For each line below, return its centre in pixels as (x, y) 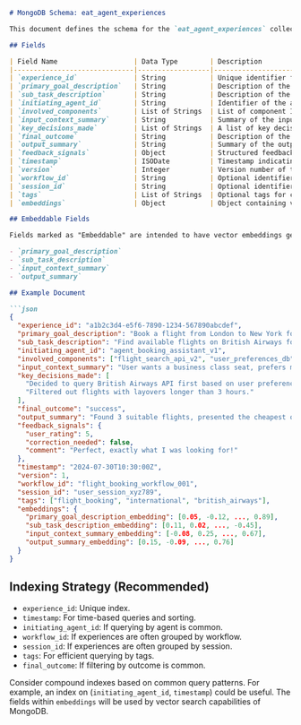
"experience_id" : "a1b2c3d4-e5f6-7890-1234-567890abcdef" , (130, 326)
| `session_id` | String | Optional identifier (152, 186)
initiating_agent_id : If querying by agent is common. (123, 627)
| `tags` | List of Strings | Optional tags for (148, 194)
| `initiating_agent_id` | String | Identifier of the (148, 103)
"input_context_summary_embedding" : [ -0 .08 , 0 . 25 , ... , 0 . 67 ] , (146, 534)
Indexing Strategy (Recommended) (109, 587)
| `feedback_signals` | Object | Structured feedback (152, 153)
